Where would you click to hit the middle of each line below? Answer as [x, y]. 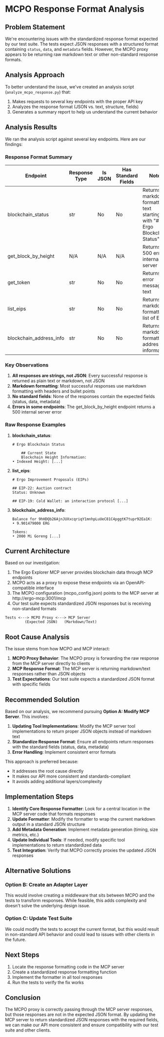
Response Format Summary [39, 157]
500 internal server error [37, 412]
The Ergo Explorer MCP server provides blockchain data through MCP [82, 572]
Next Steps [22, 955]
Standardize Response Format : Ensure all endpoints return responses [83, 741]
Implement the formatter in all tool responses [57, 977]
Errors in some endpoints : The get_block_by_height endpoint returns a [83, 407]
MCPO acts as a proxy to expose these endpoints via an [68, 583]
